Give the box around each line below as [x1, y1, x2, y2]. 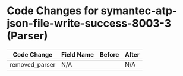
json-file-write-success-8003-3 [7, 16, 172, 30]
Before [99, 50, 119, 58]
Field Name [61, 50, 94, 58]
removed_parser [10, 60, 56, 68]
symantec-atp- [100, 4, 178, 18]
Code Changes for [7, 4, 99, 18]
